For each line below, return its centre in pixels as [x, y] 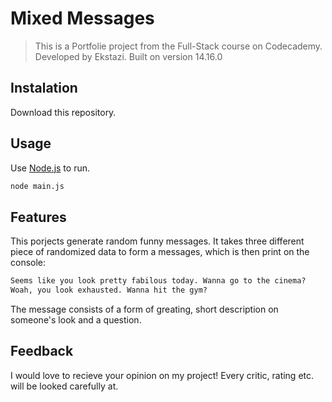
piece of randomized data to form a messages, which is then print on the [160, 252]
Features [38, 217]
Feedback [42, 351]
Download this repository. [63, 112]
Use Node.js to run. [50, 168]
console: [28, 263]
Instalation [44, 88]
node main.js [37, 186]
